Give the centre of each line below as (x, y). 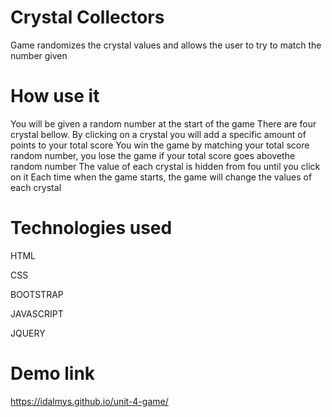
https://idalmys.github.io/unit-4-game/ (89, 401)
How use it (55, 96)
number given (39, 55)
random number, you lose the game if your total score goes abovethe (153, 155)
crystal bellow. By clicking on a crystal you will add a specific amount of (158, 134)
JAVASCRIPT (37, 313)
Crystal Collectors (87, 17)
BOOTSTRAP (37, 294)
